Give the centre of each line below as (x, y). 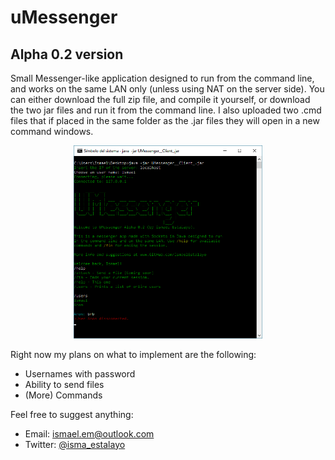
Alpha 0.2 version (67, 54)
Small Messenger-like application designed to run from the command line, (162, 78)
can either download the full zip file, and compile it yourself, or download (160, 99)
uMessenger (64, 17)
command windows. (52, 131)
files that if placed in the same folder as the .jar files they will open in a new (165, 120)
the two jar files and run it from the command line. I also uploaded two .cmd (166, 110)
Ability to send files (64, 384)
